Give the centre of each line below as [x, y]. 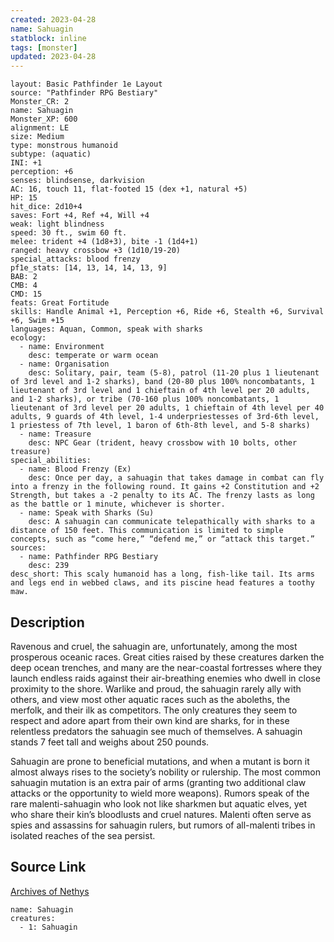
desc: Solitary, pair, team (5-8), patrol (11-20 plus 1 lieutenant [174, 373]
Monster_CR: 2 [40, 102]
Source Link [48, 867]
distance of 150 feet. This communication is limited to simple [147, 531]
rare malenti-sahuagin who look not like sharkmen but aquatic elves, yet [159, 803]
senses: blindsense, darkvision [77, 181]
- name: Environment [62, 347]
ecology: [28, 338]
